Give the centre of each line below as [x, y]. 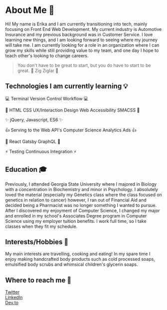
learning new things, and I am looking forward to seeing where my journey [82, 40]
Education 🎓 [26, 169]
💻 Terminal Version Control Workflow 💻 [47, 99]
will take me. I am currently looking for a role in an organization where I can [82, 45]
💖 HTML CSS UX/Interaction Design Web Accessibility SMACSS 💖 [73, 110]
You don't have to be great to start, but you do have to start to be [84, 65]
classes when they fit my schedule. [41, 226]
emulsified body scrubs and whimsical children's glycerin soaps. [72, 264]
